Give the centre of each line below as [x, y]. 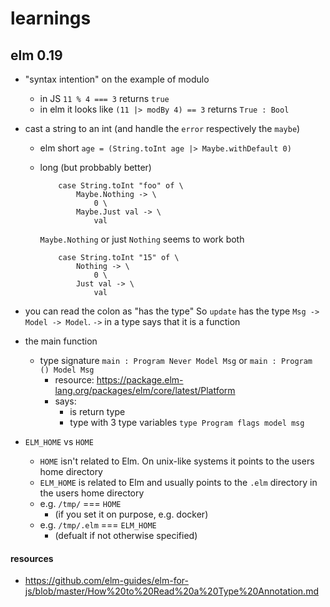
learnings [51, 18]
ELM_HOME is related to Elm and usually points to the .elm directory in [178, 482]
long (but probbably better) [95, 167]
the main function [61, 341]
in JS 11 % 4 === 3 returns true [104, 98]
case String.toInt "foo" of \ [121, 186]
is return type [97, 411]
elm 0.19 [36, 55]
